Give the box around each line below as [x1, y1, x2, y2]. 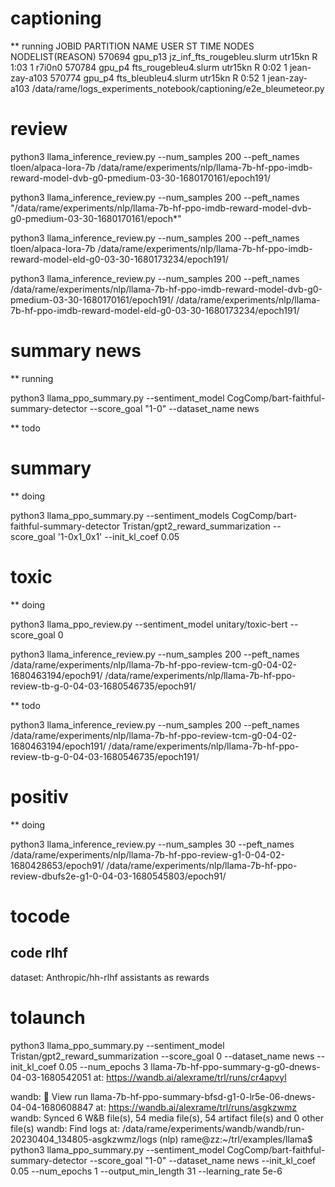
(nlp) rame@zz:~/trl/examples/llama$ [159, 1133, 313, 1145]
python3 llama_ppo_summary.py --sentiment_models [10, 509, 230, 521]
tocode [10, 905, 71, 927]
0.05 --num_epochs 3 [58, 1060, 149, 1072]
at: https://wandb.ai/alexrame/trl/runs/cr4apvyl [93, 1071, 287, 1083]
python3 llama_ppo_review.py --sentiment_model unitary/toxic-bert [10, 618, 288, 630]
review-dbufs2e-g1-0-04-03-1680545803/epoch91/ [10, 870, 227, 882]
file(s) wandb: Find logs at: [10, 1122, 120, 1134]
